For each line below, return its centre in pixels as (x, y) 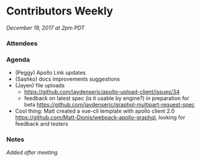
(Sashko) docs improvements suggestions (67, 79)
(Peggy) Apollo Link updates (50, 73)
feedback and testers (41, 124)
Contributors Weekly (60, 11)
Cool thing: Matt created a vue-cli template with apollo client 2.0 (95, 111)
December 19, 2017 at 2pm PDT (46, 28)
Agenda (18, 60)
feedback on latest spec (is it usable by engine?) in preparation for (107, 98)
